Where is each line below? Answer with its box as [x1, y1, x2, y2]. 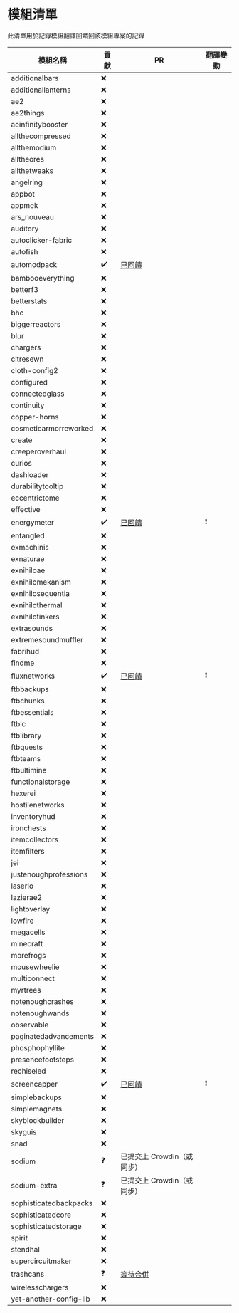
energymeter [11, 518, 55, 528]
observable [11, 1020, 49, 1030]
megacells [11, 927, 46, 937]
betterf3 [11, 284, 39, 294]
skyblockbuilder [11, 1115, 65, 1125]
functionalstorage [11, 777, 70, 787]
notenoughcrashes [11, 996, 75, 1006]
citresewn [11, 354, 44, 364]
